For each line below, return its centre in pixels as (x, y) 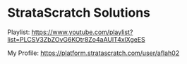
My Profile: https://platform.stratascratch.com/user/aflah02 (93, 53)
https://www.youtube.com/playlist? (82, 32)
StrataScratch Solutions (79, 13)
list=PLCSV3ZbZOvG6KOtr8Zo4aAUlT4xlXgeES (77, 39)
